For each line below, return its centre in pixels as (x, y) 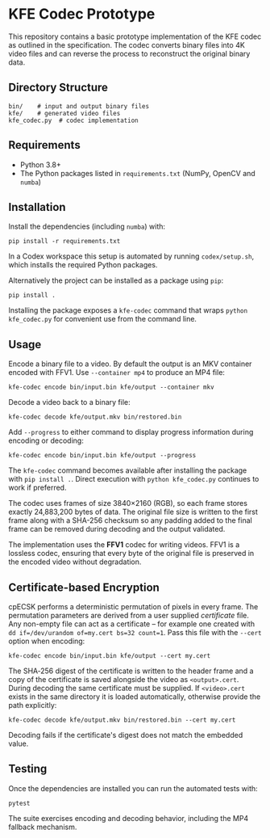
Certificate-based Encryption (84, 587)
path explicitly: (33, 705)
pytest (19, 803)
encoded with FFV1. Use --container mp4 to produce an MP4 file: (117, 373)
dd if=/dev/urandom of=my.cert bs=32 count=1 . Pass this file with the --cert (135, 632)
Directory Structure (58, 88)
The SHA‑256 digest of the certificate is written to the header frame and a (131, 671)
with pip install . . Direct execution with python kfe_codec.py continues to (134, 479)
